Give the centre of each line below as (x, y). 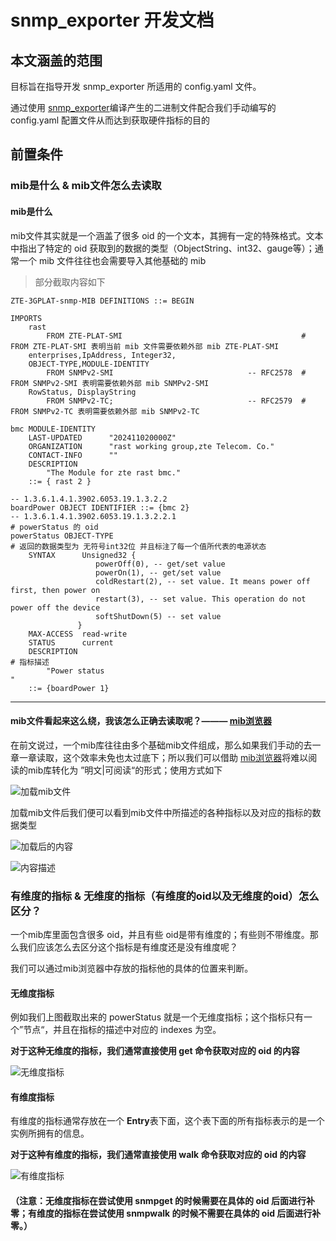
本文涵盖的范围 (56, 60)
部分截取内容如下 (70, 282)
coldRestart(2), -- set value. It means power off (203, 581)
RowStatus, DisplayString (82, 392)
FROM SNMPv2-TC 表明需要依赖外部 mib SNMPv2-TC (105, 411)
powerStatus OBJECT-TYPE (62, 536)
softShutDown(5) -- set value (158, 616)
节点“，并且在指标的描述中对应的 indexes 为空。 (122, 1030)
